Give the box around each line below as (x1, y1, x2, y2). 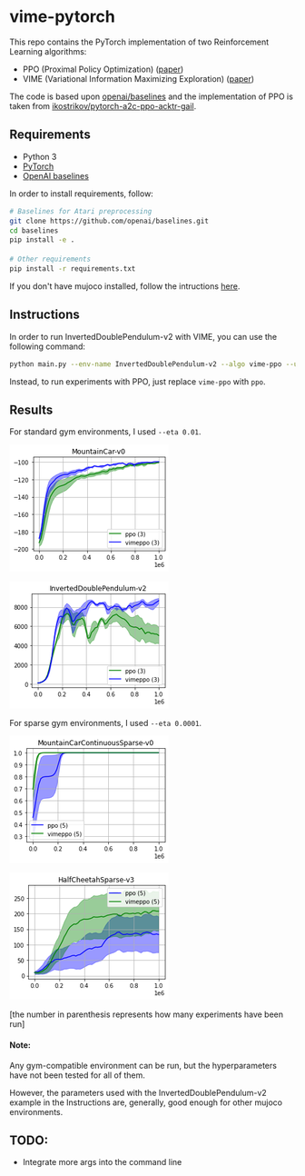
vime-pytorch (9, 6, 115, 27)
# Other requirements (9, 254, 92, 264)
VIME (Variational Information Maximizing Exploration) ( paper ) (22, 73, 255, 84)
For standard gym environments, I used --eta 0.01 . (9, 426, 202, 437)
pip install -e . (9, 235, 75, 244)
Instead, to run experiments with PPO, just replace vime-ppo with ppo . (9, 375, 266, 387)
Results (9, 402, 54, 417)
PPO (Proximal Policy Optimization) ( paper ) (22, 64, 184, 75)
